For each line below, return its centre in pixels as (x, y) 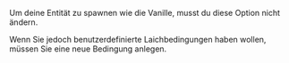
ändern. (24, 22)
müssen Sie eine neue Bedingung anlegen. (88, 49)
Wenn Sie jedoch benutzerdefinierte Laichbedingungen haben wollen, (138, 39)
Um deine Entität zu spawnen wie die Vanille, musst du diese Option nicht (144, 13)
